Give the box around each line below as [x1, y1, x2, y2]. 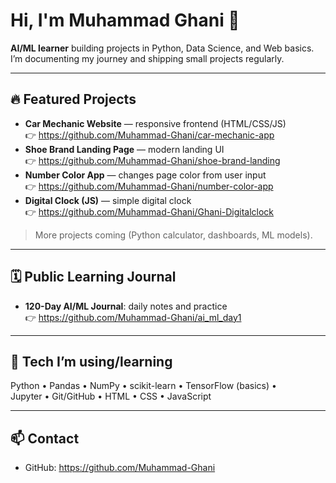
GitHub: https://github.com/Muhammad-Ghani [24, 462, 216, 474]
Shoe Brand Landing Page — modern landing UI [24, 143, 225, 155]
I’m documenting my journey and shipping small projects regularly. [10, 52, 285, 64]
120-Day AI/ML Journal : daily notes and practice [24, 300, 228, 312]
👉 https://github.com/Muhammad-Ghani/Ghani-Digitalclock [24, 205, 275, 218]
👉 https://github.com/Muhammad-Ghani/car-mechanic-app [24, 129, 275, 141]
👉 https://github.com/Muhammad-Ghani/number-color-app [24, 180, 274, 192]
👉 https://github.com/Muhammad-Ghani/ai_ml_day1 [24, 311, 242, 323]
